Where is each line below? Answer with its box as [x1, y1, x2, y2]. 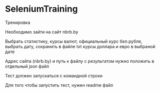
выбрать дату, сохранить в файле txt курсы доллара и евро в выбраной [5, 43, 156, 49]
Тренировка [5, 19, 30, 25]
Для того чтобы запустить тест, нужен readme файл [5, 82, 114, 88]
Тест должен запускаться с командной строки [5, 73, 103, 78]
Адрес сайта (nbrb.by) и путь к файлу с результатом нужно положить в [5, 58, 155, 64]
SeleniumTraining [5, 3, 78, 15]
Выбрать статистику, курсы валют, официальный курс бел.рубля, [5, 38, 142, 44]
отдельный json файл [5, 63, 49, 69]
